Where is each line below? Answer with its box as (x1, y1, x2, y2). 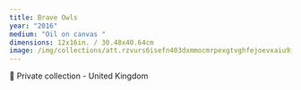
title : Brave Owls (9, 12, 78, 22)
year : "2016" (9, 21, 58, 30)
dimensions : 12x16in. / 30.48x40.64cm (9, 37, 154, 47)
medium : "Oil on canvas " (9, 29, 106, 38)
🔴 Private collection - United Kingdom (9, 70, 149, 81)
